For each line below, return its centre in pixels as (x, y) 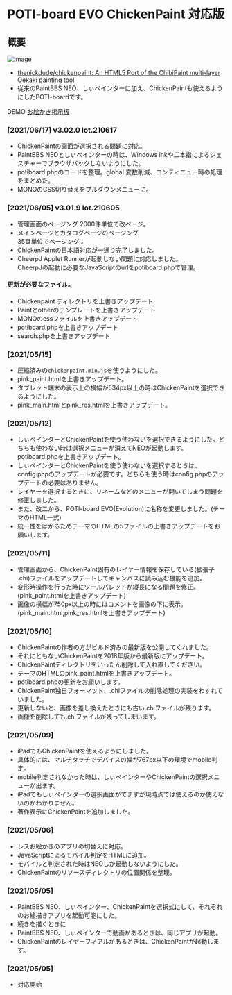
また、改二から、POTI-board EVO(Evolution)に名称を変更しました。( (115, 509)
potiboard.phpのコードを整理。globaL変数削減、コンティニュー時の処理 (120, 172)
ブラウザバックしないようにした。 (96, 163)
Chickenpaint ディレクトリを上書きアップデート (85, 301)
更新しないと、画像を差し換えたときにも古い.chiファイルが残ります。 (116, 708)
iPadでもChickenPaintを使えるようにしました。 (84, 751)
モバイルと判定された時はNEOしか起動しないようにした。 (99, 863)
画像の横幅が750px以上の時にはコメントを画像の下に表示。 (102, 604)
